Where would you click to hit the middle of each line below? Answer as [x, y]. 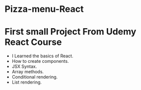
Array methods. [28, 72]
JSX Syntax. [24, 67]
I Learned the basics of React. [42, 56]
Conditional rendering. [35, 77]
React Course [33, 42]
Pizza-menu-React [44, 9]
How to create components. [40, 61]
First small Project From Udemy [70, 32]
